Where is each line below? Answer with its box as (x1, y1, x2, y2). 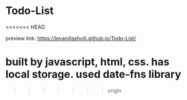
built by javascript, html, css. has (5, 56, 169, 68)
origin (107, 87, 122, 94)
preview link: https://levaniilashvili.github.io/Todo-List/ (5, 35, 136, 42)
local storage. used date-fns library (5, 68, 182, 81)
